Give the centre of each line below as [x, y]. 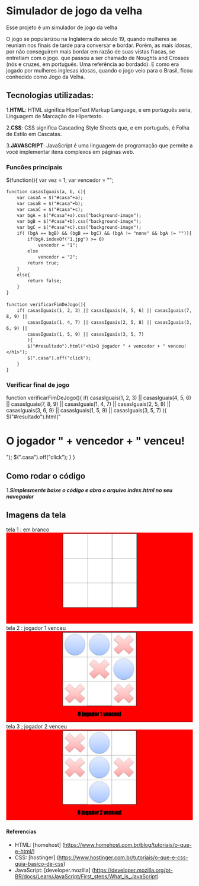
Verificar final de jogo [38, 384]
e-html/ [24, 851]
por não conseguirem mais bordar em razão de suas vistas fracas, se [91, 51]
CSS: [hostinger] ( [37, 857]
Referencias [21, 832]
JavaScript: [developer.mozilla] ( [54, 870]
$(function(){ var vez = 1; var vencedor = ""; [60, 180]
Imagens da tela [36, 515]
